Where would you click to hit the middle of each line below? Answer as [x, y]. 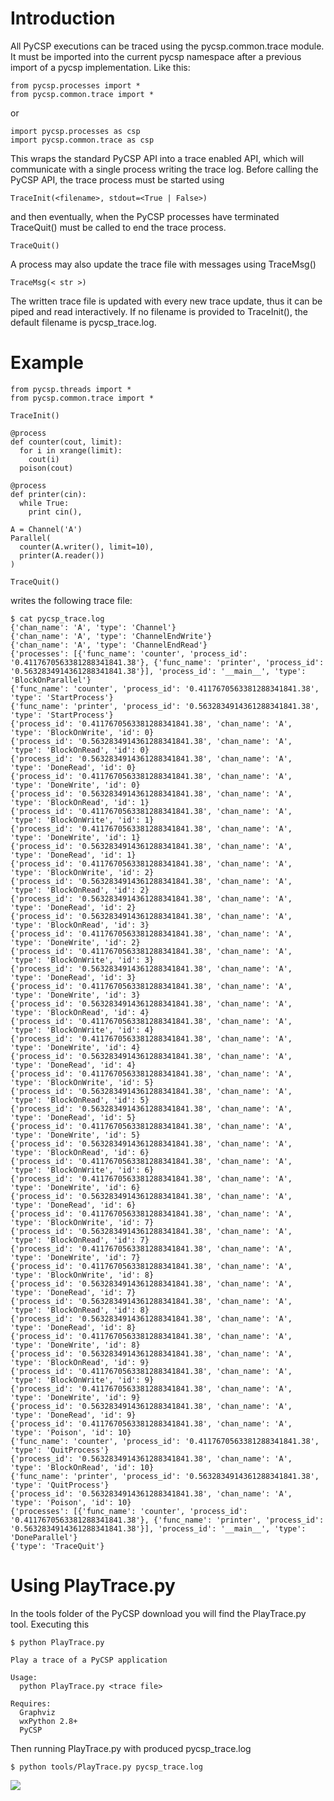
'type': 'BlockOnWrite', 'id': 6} [82, 1170]
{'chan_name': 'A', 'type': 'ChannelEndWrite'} [111, 636]
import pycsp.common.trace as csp [82, 140]
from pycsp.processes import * [75, 85]
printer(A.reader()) [62, 555]
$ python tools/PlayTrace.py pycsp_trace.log [106, 1767]
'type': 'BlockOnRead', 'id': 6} [80, 1152]
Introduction [63, 18]
